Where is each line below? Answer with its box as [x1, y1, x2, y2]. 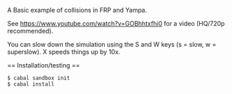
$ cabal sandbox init [7, 75, 71, 81]
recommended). [7, 27, 54, 35]
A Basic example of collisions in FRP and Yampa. [7, 6, 147, 14]
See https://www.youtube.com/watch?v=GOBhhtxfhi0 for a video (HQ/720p [7, 19, 225, 27]
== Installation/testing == [7, 61, 80, 69]
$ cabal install [7, 81, 55, 88]
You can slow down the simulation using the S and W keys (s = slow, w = [7, 40, 217, 48]
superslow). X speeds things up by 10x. [7, 48, 121, 56]
